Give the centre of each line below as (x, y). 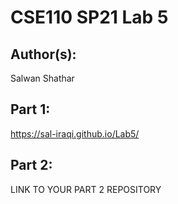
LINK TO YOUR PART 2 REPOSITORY (86, 189)
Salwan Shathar (42, 78)
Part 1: (30, 109)
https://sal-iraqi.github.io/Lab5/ (75, 133)
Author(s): (43, 54)
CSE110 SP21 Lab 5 (89, 17)
